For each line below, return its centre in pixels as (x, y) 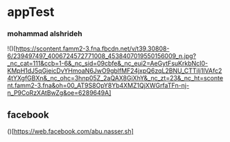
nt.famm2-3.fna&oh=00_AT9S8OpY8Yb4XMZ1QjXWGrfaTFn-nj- (98, 86)
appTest (31, 12)
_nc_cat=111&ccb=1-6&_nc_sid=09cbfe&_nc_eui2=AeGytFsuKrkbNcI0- (108, 64)
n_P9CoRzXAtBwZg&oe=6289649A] (59, 93)
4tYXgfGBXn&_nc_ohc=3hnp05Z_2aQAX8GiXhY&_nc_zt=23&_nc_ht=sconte (115, 78)
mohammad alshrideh (45, 34)
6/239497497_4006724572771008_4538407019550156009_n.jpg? (101, 56)
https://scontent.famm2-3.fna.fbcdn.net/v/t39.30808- (92, 48)
